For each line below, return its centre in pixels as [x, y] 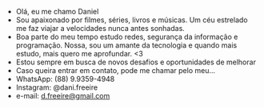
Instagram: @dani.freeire [57, 87]
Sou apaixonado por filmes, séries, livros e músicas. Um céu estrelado [132, 20]
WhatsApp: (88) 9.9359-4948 [65, 79]
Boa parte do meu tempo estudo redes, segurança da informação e [127, 37]
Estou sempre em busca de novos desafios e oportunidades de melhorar [136, 62]
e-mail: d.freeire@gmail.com [63, 96]
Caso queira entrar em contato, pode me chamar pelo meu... [116, 70]
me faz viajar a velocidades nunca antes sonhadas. [100, 28]
